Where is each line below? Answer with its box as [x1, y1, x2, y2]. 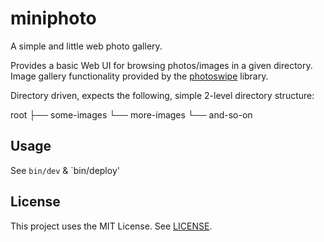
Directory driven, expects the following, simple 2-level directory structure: [10, 89, 315, 101]
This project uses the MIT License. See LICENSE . [10, 220, 213, 232]
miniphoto [10, 7, 97, 30]
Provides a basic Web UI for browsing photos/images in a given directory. [10, 59, 313, 71]
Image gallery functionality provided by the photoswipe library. [10, 70, 269, 82]
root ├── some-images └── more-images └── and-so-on [10, 108, 253, 121]
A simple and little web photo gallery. [10, 40, 163, 52]
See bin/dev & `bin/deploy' [10, 164, 120, 176]
